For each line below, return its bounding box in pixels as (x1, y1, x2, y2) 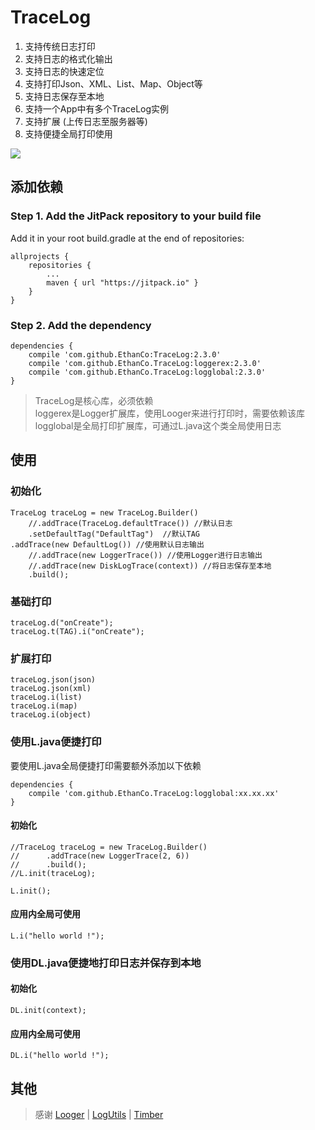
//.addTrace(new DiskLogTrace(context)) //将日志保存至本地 (28, 561, 272, 571)
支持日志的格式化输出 (24, 52, 113, 65)
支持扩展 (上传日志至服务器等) (24, 115, 148, 127)
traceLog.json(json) (10, 675, 97, 685)
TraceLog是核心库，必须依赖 (34, 394, 154, 406)
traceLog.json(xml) (10, 684, 92, 694)
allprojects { (10, 251, 70, 261)
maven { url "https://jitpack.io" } (46, 277, 199, 288)
